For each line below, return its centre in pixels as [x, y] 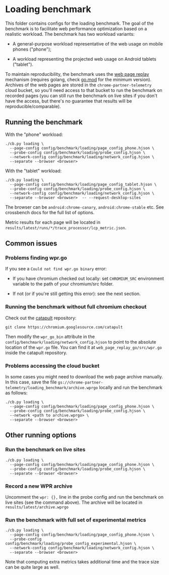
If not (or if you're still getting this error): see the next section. [77, 294]
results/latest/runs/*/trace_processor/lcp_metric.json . [66, 227]
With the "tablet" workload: [34, 171]
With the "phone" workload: [34, 134]
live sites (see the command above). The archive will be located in [74, 502]
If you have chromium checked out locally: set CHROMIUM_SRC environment [88, 278]
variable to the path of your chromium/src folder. [63, 284]
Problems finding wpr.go [36, 258]
